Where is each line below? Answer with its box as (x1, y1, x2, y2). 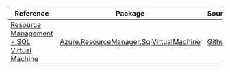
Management (10, 29, 53, 38)
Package (115, 9, 145, 18)
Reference (14, 9, 49, 18)
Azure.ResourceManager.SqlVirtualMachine (60, 37, 201, 46)
